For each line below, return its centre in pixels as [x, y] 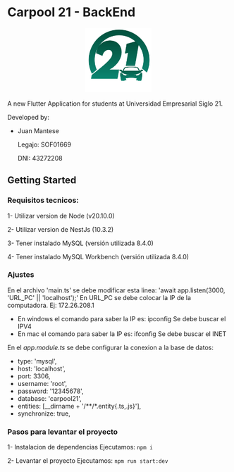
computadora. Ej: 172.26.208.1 [51, 305]
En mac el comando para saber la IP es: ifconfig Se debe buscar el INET [122, 334]
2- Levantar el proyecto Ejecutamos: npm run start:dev [88, 461]
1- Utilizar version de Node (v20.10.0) [61, 216]
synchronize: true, [44, 414]
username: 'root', [42, 383]
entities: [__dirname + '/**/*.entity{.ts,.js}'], [79, 406]
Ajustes [21, 275]
